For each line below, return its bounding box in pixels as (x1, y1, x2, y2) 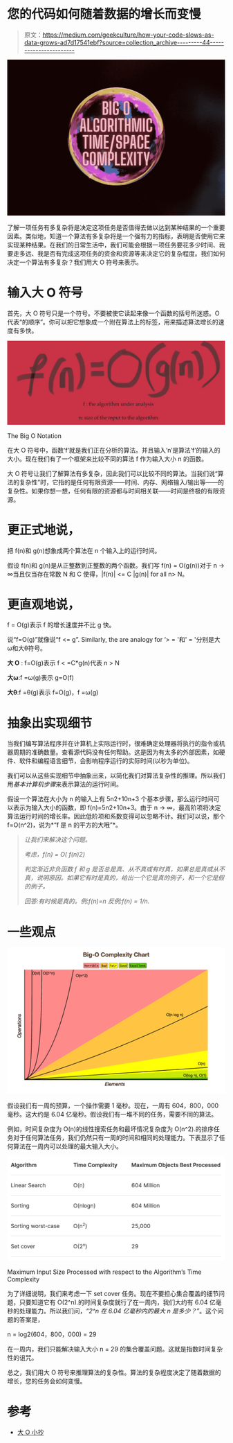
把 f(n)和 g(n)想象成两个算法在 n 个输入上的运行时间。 (7, 546, 161, 554)
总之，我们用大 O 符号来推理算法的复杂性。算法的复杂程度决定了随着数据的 (7, 1368, 221, 1376)
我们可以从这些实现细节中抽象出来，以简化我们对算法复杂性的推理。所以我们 (7, 771, 225, 780)
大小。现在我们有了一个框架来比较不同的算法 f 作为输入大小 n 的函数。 (7, 455, 208, 463)
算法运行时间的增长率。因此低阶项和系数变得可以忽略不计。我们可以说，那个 (7, 812, 225, 821)
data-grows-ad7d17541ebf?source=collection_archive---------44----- (24, 38, 225, 46)
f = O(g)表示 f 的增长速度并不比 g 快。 (7, 621, 115, 629)
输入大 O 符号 (7, 285, 83, 300)
